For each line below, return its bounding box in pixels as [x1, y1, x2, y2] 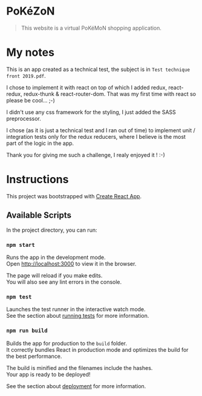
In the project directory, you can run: [6, 226, 97, 233]
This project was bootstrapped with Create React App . [6, 192, 142, 200]
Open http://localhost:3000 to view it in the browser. [6, 260, 137, 267]
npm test [6, 293, 32, 300]
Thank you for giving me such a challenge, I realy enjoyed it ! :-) [6, 151, 165, 158]
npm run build [6, 327, 48, 334]
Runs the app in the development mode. [6, 253, 106, 261]
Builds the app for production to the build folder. [6, 340, 128, 347]
